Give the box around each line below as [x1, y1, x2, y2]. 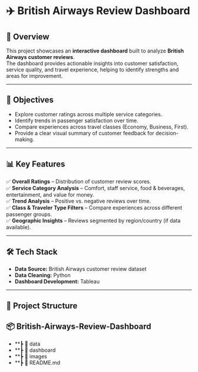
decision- [155, 129, 179, 136]
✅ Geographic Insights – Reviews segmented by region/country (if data [6, 217, 181, 224]
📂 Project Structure [6, 301, 78, 311]
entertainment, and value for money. [6, 191, 94, 198]
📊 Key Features [6, 159, 65, 169]
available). [6, 223, 31, 230]
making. [14, 136, 34, 143]
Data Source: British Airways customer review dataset [14, 266, 147, 273]
